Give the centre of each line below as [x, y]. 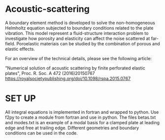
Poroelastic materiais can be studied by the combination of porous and [88, 43]
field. [10, 43]
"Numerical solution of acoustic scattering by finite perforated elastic [75, 68]
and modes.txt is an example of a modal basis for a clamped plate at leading [82, 122]
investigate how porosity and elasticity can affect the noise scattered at [78, 38]
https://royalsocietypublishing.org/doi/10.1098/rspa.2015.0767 [68, 78]
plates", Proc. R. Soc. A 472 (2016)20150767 [50, 73]
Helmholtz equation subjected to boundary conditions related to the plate [79, 28]
